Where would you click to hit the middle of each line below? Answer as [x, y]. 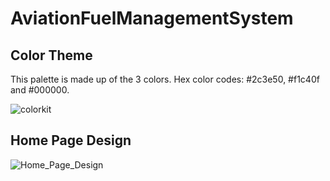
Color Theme [51, 55]
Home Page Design [71, 140]
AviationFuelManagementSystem [152, 18]
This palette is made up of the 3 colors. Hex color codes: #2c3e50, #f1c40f [165, 79]
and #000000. [40, 90]
